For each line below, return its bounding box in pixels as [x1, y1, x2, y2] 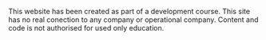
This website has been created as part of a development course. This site [8, 7, 250, 16]
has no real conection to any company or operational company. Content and [8, 15, 259, 24]
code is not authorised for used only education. [8, 24, 165, 32]
